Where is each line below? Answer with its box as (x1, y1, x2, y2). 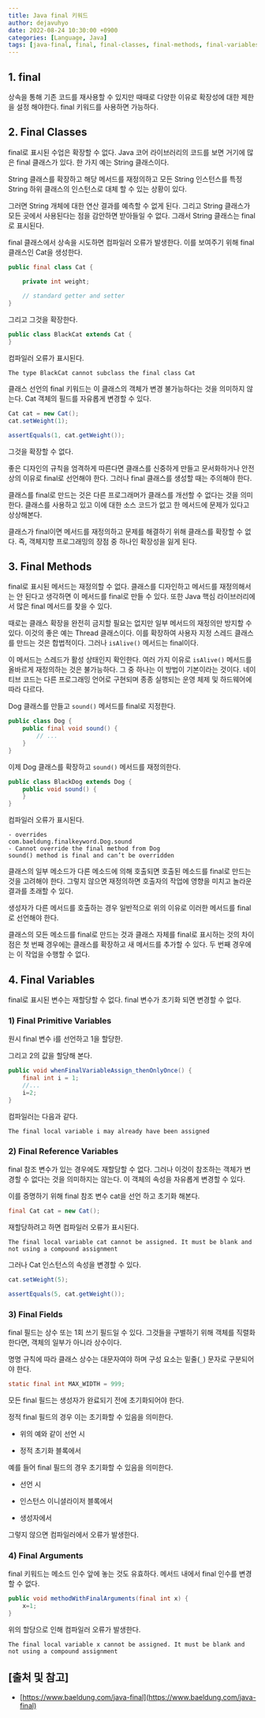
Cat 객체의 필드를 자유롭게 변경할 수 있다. (24, 393, 152, 403)
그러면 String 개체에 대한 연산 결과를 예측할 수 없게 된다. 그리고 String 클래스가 (8, 201, 251, 210)
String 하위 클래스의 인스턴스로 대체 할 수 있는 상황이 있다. (8, 184, 188, 194)
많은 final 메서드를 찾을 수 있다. (16, 602, 113, 611)
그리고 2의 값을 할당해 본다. (8, 1051, 93, 1061)
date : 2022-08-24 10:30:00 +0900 (8, 26, 118, 34)
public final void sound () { (22, 725, 118, 732)
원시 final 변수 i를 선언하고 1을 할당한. (8, 1034, 124, 1044)
